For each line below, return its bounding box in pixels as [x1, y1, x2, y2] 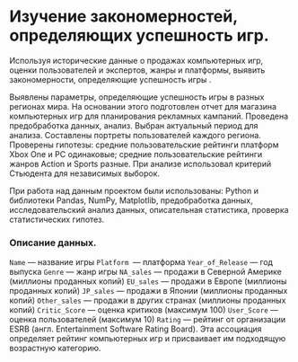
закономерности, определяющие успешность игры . [9, 74, 212, 84]
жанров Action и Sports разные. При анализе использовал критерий [9, 158, 272, 169]
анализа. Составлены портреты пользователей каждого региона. [9, 129, 262, 140]
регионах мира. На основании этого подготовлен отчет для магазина [9, 101, 276, 111]
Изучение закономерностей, [9, 6, 238, 27]
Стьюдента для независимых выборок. [9, 168, 160, 179]
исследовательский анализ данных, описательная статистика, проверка [9, 204, 289, 215]
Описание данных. [9, 236, 97, 249]
